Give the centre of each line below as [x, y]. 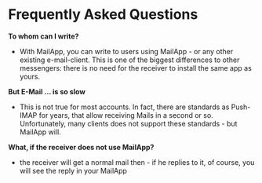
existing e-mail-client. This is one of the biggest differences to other [129, 60]
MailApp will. [40, 132]
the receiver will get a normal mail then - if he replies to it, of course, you [137, 162]
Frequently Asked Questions [103, 15]
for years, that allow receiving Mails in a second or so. [126, 115]
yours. [30, 76]
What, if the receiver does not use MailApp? [81, 147]
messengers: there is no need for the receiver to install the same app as [136, 68]
